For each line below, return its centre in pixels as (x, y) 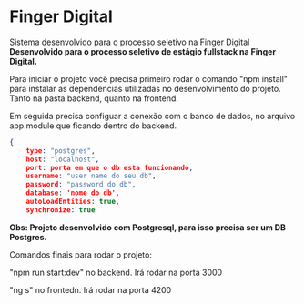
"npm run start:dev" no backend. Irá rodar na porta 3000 (116, 272)
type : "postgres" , (61, 151)
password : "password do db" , (81, 185)
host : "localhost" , (63, 159)
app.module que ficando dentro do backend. (93, 126)
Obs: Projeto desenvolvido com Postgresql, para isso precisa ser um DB (148, 227)
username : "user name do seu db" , (91, 176)
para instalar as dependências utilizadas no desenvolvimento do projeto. (146, 88)
